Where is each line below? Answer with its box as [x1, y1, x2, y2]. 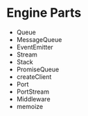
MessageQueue [16, 35, 62, 43]
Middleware [16, 94, 51, 103]
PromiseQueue [16, 65, 60, 73]
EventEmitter [16, 43, 53, 51]
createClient [16, 72, 52, 81]
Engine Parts [6, 5, 82, 21]
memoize [16, 102, 43, 110]
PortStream [16, 87, 50, 96]
